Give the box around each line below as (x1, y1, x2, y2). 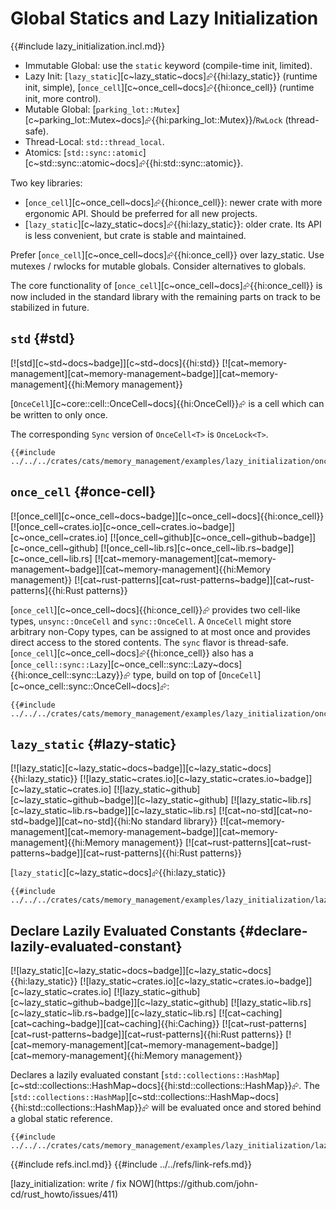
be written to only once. (10, 408, 108, 421)
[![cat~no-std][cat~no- (218, 805, 313, 817)
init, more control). (24, 92, 102, 104)
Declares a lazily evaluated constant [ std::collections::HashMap (10, 1069, 277, 1081)
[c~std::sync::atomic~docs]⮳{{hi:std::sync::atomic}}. (24, 157, 244, 169)
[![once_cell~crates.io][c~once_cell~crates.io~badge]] (10, 520, 236, 532)
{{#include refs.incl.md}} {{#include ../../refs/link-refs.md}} (10, 1158, 252, 1171)
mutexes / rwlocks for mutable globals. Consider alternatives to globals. (10, 260, 307, 272)
